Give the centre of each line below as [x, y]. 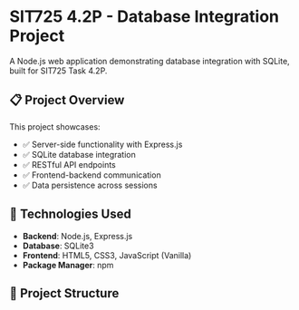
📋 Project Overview [67, 100]
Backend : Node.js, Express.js [77, 236]
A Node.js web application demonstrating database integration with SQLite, [149, 61]
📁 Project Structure [64, 293]
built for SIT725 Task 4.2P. [58, 71]
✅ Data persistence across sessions [90, 185]
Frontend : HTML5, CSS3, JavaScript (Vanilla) [107, 255]
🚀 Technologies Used [70, 214]
